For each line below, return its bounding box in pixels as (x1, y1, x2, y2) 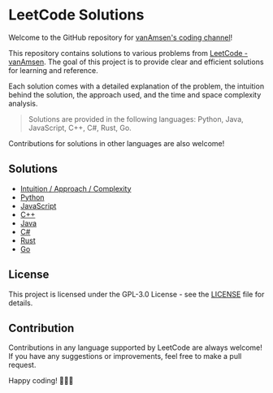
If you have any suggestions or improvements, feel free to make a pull (8, 352, 242, 361)
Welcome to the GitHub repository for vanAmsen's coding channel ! (8, 32, 233, 42)
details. (8, 298, 33, 308)
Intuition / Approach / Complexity (19, 184, 132, 193)
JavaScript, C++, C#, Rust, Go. (28, 123, 132, 132)
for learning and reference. (8, 65, 99, 75)
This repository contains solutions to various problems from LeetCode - (8, 48, 249, 58)
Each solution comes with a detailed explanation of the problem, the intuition (8, 81, 265, 91)
